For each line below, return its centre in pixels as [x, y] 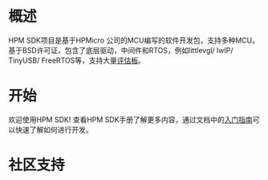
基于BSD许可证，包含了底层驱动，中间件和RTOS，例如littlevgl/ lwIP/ [121, 50]
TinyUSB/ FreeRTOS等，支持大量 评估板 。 [77, 60]
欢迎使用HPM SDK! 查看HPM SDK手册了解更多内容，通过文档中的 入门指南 [130, 119]
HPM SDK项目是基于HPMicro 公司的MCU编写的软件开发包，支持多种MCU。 [134, 40]
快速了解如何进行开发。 [54, 129]
